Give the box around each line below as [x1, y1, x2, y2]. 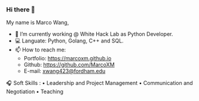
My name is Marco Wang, [6, 19, 69, 26]
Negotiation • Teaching [6, 88, 64, 95]
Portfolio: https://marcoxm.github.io [23, 55, 112, 62]
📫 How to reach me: [14, 46, 66, 53]
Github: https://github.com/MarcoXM [23, 61, 115, 68]
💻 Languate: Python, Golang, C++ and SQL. [14, 37, 124, 44]
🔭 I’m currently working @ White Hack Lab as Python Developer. [14, 30, 173, 38]
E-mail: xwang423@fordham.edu [23, 68, 106, 75]
